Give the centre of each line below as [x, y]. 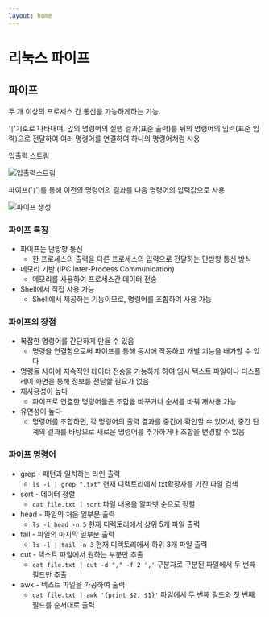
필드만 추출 [49, 574]
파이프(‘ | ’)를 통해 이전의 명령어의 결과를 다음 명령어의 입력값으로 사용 [117, 189]
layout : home [30, 16]
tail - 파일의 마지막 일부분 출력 [67, 534]
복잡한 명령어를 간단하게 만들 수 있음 [77, 341]
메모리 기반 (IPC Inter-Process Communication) [97, 269]
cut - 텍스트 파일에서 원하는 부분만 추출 [81, 554]
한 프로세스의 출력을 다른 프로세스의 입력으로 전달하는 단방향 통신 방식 [142, 259]
